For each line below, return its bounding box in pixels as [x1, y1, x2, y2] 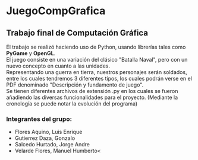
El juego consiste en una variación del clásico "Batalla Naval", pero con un [6, 56, 188, 63]
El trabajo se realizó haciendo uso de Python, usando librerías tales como [6, 43, 186, 50]
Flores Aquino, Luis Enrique [14, 129, 83, 136]
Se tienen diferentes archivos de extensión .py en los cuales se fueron [6, 88, 178, 94]
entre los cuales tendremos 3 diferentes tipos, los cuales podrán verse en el [6, 75, 192, 82]
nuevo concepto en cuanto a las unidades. [6, 62, 111, 69]
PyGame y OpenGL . [6, 50, 56, 57]
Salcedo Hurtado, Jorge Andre [14, 141, 90, 148]
